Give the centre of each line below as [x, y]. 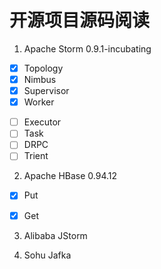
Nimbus [40, 79]
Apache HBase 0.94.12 [70, 176]
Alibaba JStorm [55, 235]
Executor [42, 122]
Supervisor [46, 91]
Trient [36, 156]
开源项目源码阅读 [80, 20]
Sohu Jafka [47, 255]
